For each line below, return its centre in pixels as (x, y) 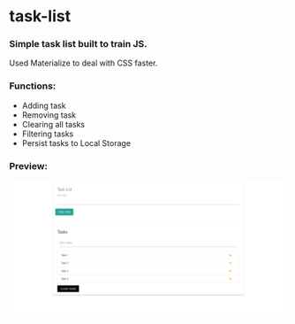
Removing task (49, 115)
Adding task (44, 105)
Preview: (29, 166)
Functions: (33, 86)
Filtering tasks (48, 134)
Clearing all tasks (53, 124)
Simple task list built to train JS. (78, 44)
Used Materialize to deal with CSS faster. (83, 63)
